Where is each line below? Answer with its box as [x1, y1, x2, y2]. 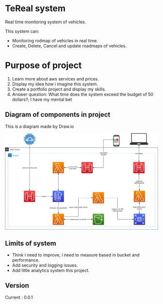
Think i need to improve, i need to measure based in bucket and [12, 252, 140, 257]
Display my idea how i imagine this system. [12, 81, 98, 87]
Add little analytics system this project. [12, 267, 90, 273]
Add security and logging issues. [12, 262, 78, 268]
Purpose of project [5, 60, 82, 71]
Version [5, 282, 29, 290]
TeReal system [5, 3, 66, 14]
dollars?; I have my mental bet [12, 96, 72, 102]
